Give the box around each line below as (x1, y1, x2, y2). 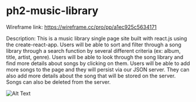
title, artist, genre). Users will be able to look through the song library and (6, 53, 184, 60)
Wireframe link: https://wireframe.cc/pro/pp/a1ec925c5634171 (6, 23, 157, 30)
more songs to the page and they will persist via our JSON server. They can (6, 66, 190, 73)
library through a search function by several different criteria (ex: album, (6, 47, 181, 54)
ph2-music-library (6, 4, 99, 18)
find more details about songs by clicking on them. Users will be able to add (6, 60, 190, 67)
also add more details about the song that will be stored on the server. (6, 72, 176, 79)
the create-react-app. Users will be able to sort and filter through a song (6, 41, 181, 48)
